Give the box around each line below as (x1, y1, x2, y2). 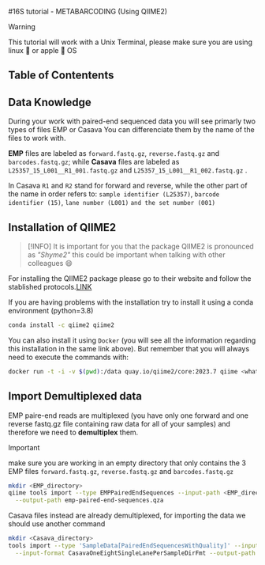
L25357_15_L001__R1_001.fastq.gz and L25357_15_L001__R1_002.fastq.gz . (8, 165, 248, 175)
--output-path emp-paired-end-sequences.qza (15, 496, 164, 505)
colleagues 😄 (27, 259, 73, 268)
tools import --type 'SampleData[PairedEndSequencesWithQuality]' (8, 542, 231, 550)
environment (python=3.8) (8, 306, 94, 316)
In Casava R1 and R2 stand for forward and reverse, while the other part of (8, 181, 248, 191)
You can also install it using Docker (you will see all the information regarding (8, 336, 256, 345)
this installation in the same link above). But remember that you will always (8, 343, 250, 353)
